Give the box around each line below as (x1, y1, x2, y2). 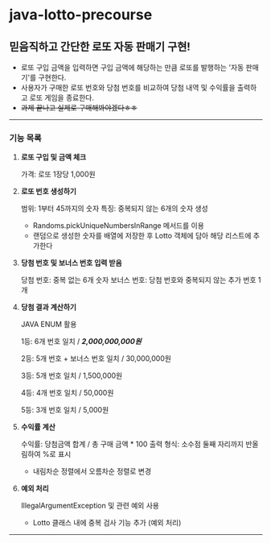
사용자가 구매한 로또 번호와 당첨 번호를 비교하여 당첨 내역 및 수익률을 (20, 83, 236, 92)
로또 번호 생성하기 (20, 187, 77, 197)
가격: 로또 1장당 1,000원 (20, 169, 96, 179)
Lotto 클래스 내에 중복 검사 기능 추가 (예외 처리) (32, 518, 182, 528)
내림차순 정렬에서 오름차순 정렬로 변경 (32, 466, 152, 476)
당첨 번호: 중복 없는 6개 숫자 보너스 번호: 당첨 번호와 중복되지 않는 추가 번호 (20, 276, 257, 285)
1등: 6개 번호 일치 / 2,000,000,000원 (20, 337, 142, 346)
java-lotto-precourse (9, 6, 153, 24)
